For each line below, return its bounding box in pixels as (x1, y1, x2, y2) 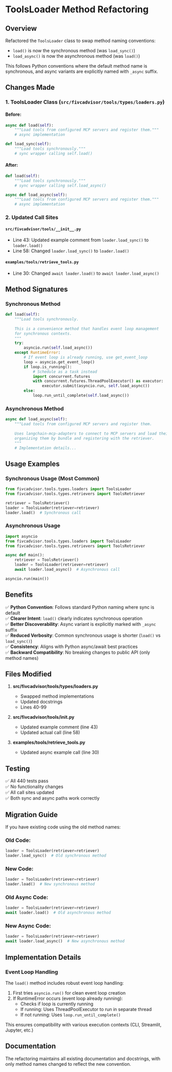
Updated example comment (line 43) (20, 724, 98, 730)
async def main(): (5, 553, 45, 558)
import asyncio (5, 534, 38, 539)
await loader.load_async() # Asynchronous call (14, 567, 120, 572)
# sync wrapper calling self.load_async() (14, 183, 106, 188)
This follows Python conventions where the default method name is (5, 63, 147, 69)
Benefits (5, 591, 33, 599)
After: (5, 162, 18, 168)
